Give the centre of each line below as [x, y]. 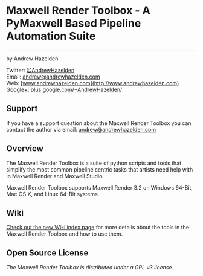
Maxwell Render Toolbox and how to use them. [65, 234]
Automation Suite [51, 36]
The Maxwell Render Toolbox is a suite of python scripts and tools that [94, 163]
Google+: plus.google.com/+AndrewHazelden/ [64, 89]
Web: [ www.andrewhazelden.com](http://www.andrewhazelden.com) [93, 83]
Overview [25, 149]
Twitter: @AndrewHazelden [40, 70]
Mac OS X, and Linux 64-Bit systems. [53, 194]
